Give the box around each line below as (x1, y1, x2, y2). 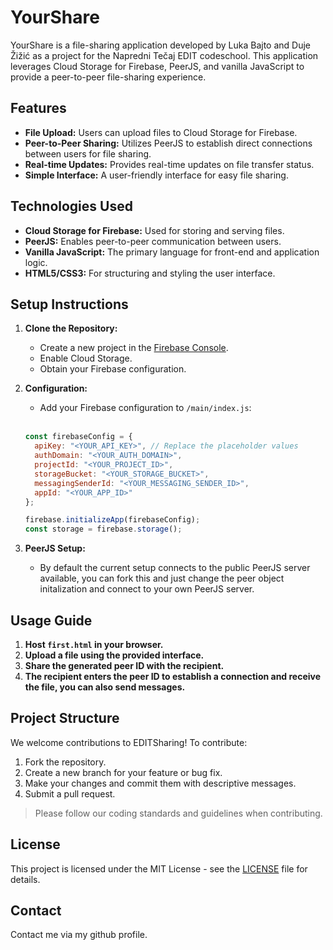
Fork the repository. (24, 756, 107, 768)
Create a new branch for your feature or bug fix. (24, 766, 223, 778)
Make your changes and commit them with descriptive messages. (24, 777, 297, 789)
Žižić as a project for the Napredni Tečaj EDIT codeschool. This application (10, 49, 319, 61)
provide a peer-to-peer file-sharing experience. (10, 71, 207, 83)
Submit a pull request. (24, 787, 116, 800)
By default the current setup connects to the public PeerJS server (39, 562, 311, 574)
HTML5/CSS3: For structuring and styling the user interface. (24, 267, 276, 279)
